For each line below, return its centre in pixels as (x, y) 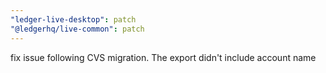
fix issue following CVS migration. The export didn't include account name (163, 57)
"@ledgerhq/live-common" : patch (77, 29)
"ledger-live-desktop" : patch (73, 19)
